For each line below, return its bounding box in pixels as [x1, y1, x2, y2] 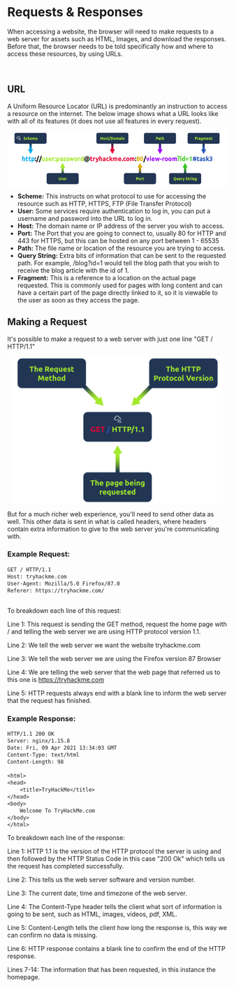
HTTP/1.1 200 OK [7, 731, 54, 738]
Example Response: [7, 713, 76, 723]
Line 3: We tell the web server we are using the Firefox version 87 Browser [7, 654, 221, 662]
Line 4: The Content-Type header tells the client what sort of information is [7, 903, 222, 911]
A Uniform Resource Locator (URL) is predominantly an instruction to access [7, 102, 228, 110]
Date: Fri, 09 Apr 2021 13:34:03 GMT [7, 745, 117, 752]
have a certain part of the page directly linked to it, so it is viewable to [17, 288, 218, 297]
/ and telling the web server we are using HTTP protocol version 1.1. [7, 627, 201, 636]
